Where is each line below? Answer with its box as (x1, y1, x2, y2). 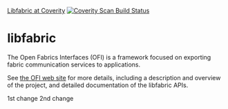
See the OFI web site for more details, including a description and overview (7, 73, 221, 82)
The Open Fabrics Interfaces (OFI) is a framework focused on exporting (7, 53, 211, 61)
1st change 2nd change (7, 94, 74, 102)
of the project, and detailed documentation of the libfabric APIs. (7, 81, 189, 89)
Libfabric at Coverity (7, 7, 66, 14)
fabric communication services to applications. (7, 60, 140, 69)
